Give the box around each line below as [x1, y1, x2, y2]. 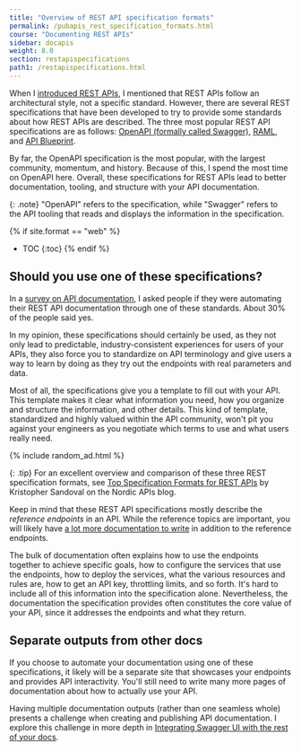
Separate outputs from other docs [9, 633, 203, 649]
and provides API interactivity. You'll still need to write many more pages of [9, 676, 287, 686]
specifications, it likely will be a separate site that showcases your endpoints [9, 666, 291, 677]
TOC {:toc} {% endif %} [21, 243, 110, 254]
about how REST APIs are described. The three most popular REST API [9, 116, 271, 127]
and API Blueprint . [9, 135, 76, 146]
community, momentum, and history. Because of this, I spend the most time [9, 162, 288, 173]
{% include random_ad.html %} [9, 450, 125, 460]
